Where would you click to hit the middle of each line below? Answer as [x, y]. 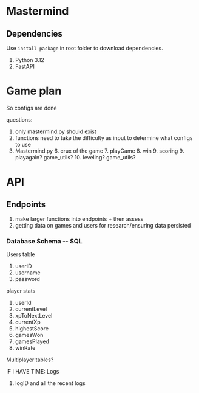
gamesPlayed [32, 341]
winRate [25, 348]
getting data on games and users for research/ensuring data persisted [103, 225]
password [28, 279]
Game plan [34, 91]
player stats [21, 291]
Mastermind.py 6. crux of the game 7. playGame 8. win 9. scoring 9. [99, 151]
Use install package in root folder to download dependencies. [85, 48]
